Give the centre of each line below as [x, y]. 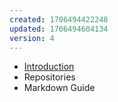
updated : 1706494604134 [59, 29]
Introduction [49, 67]
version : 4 [32, 38]
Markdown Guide [59, 88]
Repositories [49, 77]
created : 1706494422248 [59, 19]
